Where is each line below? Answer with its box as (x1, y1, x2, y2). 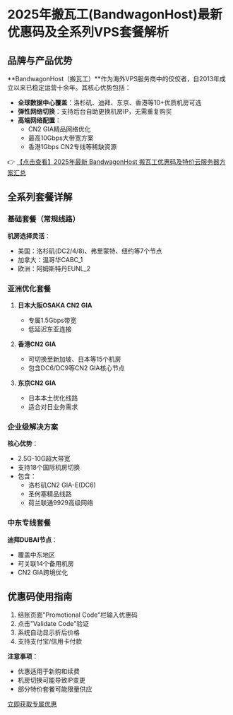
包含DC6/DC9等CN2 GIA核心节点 (28, 363, 125, 372)
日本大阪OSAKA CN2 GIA (17, 301, 92, 309)
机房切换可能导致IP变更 (17, 676, 86, 685)
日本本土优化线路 (28, 394, 78, 402)
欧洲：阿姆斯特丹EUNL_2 (17, 264, 91, 273)
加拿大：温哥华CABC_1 (17, 255, 83, 264)
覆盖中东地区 (17, 550, 55, 559)
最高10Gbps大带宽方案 (28, 134, 94, 142)
